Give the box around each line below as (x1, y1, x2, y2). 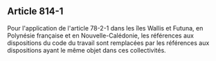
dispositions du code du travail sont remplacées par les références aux (7, 38, 210, 47)
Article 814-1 (7, 6, 64, 17)
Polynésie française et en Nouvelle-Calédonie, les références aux (7, 31, 194, 40)
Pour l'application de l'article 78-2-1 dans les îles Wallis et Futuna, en (7, 24, 204, 32)
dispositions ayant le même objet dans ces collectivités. (7, 46, 166, 54)
